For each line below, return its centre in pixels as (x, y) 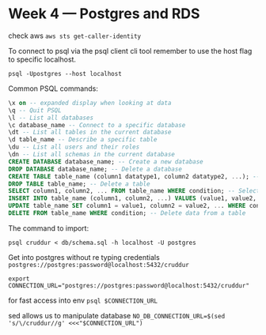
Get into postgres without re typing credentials (84, 257)
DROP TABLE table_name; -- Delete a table (79, 184)
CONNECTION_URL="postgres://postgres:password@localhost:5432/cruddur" (129, 285)
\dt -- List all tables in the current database (90, 132)
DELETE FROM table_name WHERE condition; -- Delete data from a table (127, 213)
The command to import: (49, 228)
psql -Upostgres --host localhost (65, 73)
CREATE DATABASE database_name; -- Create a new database (106, 162)
